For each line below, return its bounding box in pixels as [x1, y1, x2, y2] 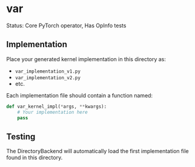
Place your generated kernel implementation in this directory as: [6, 55, 167, 62]
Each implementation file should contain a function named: [6, 91, 153, 99]
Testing [6, 131, 36, 142]
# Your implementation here [17, 109, 88, 115]
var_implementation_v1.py [15, 68, 81, 74]
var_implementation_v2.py [15, 74, 81, 80]
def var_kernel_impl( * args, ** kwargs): [6, 103, 107, 110]
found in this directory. [6, 154, 63, 162]
